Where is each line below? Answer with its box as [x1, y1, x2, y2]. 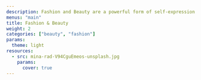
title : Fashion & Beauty [6, 20, 69, 26]
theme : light [11, 43, 45, 49]
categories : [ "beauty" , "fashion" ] [6, 31, 96, 37]
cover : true [22, 64, 52, 71]
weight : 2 [6, 25, 31, 32]
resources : [6, 48, 34, 54]
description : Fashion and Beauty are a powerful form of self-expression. [6, 8, 198, 15]
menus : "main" [6, 14, 42, 20]
